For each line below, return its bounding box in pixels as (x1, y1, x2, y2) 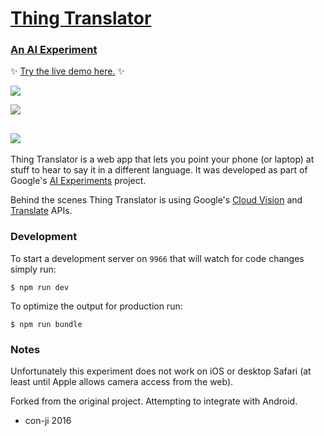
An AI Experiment (10, 43, 98, 57)
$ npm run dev (10, 282, 70, 292)
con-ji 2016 (24, 414, 72, 426)
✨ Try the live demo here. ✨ (10, 65, 125, 77)
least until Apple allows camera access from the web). (10, 375, 234, 387)
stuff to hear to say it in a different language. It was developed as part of (10, 164, 308, 176)
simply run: (10, 263, 57, 275)
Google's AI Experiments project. (10, 175, 147, 187)
